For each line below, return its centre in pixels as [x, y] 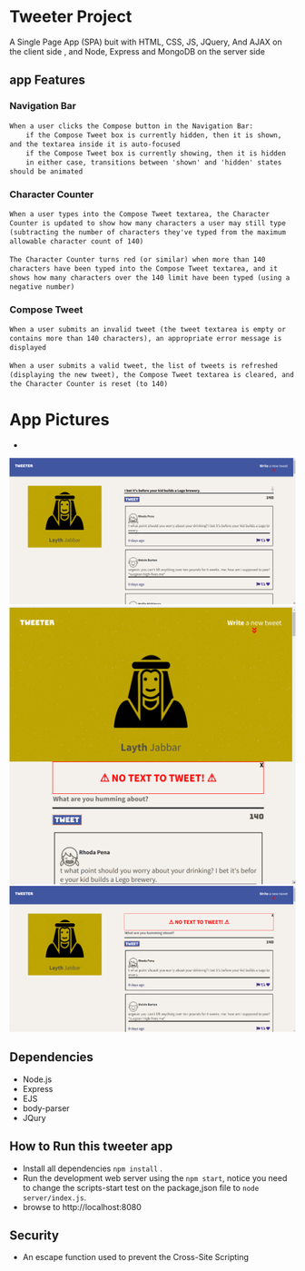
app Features [48, 80]
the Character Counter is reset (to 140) [89, 384]
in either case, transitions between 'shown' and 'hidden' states [154, 162]
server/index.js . [54, 1197]
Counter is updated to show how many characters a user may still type [148, 223]
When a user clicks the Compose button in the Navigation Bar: [132, 126]
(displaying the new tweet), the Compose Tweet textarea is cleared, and [152, 375]
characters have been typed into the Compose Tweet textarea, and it [144, 268]
